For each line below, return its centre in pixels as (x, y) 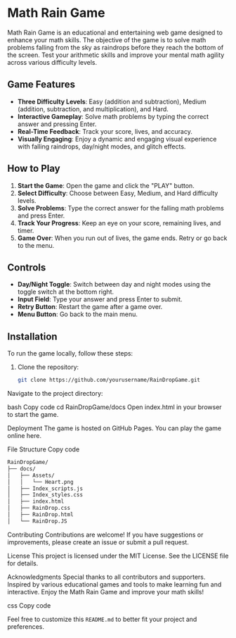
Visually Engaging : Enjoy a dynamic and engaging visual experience (117, 139)
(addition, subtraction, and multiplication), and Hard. (93, 109)
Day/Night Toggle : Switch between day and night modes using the (114, 284)
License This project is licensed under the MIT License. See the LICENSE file (118, 556)
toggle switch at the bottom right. (66, 292)
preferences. (26, 626)
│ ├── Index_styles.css (45, 495)
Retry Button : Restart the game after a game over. (90, 307)
